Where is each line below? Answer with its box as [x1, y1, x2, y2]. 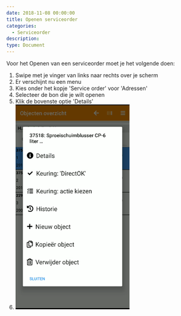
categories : [6, 23, 37, 29]
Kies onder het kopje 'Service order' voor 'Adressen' [15, 85, 148, 92]
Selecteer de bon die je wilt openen [15, 91, 105, 98]
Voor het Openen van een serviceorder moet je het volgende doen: [6, 60, 175, 67]
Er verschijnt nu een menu [15, 78, 81, 85]
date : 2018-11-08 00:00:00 [6, 10, 75, 16]
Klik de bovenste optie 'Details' [15, 98, 94, 105]
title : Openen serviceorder [6, 16, 78, 23]
